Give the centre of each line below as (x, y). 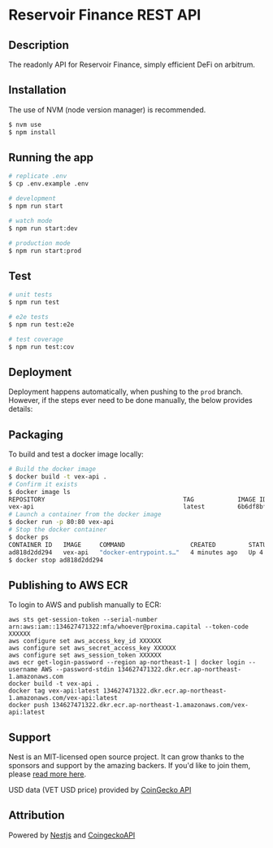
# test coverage (36, 339)
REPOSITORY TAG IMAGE (132, 499)
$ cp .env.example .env (49, 184)
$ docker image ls (39, 492)
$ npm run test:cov (41, 347)
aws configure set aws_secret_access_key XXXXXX (92, 649)
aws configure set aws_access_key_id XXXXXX (85, 641)
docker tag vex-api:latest (54, 691)
